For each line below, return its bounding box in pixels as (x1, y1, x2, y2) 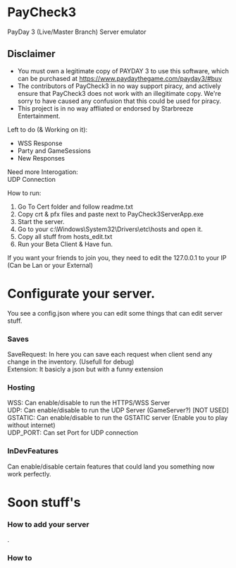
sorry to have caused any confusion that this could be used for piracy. (17, 97, 222, 105)
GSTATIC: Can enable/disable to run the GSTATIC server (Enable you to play (7, 414, 228, 422)
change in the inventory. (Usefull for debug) (7, 357, 135, 366)
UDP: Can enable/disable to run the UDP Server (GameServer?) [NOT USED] (7, 406, 229, 414)
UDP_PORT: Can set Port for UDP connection (7, 428, 139, 437)
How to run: (7, 188, 42, 197)
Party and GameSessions (17, 146, 92, 155)
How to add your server (7, 519, 89, 529)
